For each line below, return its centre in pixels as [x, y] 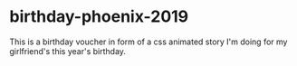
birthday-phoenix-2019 [99, 17]
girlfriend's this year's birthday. [68, 51]
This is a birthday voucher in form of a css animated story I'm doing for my [148, 42]
